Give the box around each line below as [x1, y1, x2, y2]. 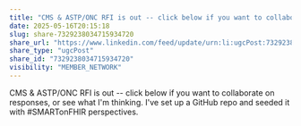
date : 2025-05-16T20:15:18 [9, 21, 110, 30]
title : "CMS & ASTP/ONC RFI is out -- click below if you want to [9, 13, 262, 22]
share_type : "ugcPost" [9, 46, 94, 55]
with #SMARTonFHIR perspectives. [9, 106, 139, 117]
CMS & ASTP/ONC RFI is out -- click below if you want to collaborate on [9, 87, 275, 98]
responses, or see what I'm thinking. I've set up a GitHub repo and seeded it [9, 97, 290, 107]
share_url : [9, 38, 50, 47]
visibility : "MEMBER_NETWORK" [9, 63, 123, 72]
